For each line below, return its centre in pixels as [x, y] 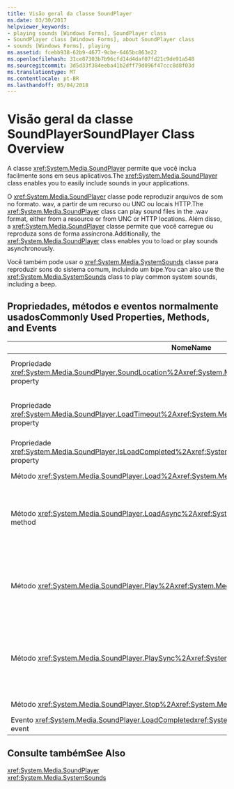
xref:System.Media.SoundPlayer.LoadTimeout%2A [94, 414]
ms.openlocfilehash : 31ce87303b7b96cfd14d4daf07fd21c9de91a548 [101, 59]
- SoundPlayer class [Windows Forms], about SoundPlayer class [101, 40]
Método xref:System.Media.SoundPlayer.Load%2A [94, 476]
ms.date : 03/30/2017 [37, 20]
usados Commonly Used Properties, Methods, [109, 317]
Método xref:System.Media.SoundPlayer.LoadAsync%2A [104, 513]
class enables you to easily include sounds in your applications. [99, 183]
